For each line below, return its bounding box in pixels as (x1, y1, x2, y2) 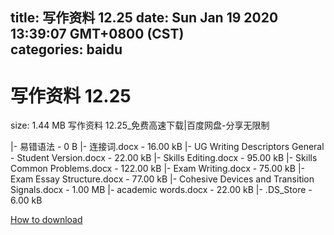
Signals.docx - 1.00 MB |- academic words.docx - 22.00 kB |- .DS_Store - (10, 184, 313, 196)
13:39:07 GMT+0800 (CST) (10, 26, 185, 43)
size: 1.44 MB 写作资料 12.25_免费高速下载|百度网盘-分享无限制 (10, 119, 270, 132)
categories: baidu (10, 41, 123, 58)
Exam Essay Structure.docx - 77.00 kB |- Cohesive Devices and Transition (10, 173, 315, 185)
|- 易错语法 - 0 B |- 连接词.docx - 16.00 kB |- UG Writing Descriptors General (10, 141, 325, 153)
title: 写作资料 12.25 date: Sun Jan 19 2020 (10, 9, 279, 27)
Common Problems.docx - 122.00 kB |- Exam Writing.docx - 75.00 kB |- (10, 163, 305, 175)
